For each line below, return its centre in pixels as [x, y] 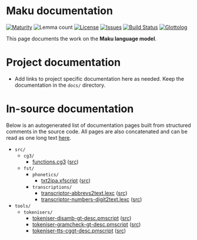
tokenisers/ [38, 212]
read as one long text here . [39, 137]
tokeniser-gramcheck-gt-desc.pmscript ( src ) [86, 224]
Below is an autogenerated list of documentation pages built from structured [98, 125]
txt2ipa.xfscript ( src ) [66, 180]
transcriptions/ [52, 187]
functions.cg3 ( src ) [55, 162]
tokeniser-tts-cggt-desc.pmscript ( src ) [79, 231]
